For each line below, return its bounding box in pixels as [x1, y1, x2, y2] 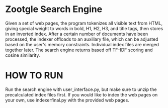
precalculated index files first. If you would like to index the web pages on [5, 91, 158, 97]
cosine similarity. [5, 52, 40, 58]
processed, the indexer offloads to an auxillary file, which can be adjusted [5, 36, 158, 42]
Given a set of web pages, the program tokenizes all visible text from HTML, [5, 20, 162, 26]
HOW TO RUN [5, 70, 63, 81]
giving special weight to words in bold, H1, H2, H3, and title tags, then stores [5, 25, 163, 31]
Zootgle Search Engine [5, 4, 103, 15]
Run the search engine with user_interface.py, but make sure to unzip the [5, 86, 157, 92]
